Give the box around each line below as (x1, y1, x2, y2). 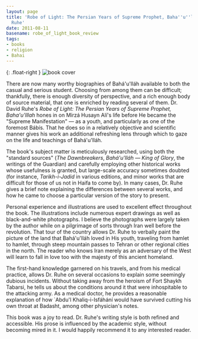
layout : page (6, 8, 38, 15)
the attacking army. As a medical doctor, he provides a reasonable (6, 289, 167, 297)
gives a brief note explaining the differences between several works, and (6, 185, 183, 192)
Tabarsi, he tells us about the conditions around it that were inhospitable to (6, 284, 187, 291)
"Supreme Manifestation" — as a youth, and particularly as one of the (6, 117, 175, 124)
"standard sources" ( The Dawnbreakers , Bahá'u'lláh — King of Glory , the (6, 154, 184, 161)
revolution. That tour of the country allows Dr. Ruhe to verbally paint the (6, 228, 180, 235)
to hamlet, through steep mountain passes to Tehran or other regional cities (6, 241, 190, 248)
